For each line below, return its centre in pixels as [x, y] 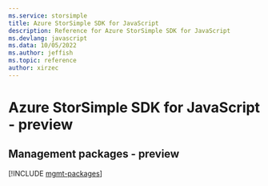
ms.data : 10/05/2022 [43, 46]
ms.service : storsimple [48, 16]
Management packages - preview [94, 154]
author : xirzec [34, 68]
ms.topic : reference [43, 61]
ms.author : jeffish [41, 53]
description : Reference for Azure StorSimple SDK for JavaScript [119, 30]
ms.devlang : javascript [48, 38]
